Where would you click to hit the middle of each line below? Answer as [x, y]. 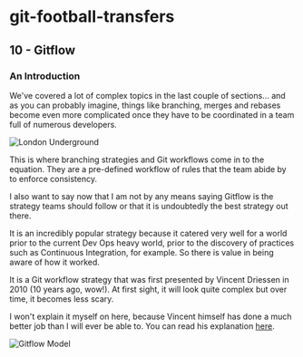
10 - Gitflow [42, 50]
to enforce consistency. [54, 178]
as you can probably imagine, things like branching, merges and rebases [145, 105]
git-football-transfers [92, 17]
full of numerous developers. [64, 124]
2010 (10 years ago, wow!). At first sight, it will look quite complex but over [148, 289]
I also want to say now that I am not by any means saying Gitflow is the [142, 196]
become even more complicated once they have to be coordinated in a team [152, 114]
